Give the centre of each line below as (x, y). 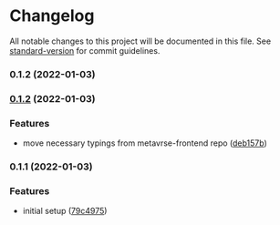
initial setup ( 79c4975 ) (65, 211)
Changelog (52, 16)
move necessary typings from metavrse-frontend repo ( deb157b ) (145, 143)
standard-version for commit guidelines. (85, 50)
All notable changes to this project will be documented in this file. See (140, 41)
